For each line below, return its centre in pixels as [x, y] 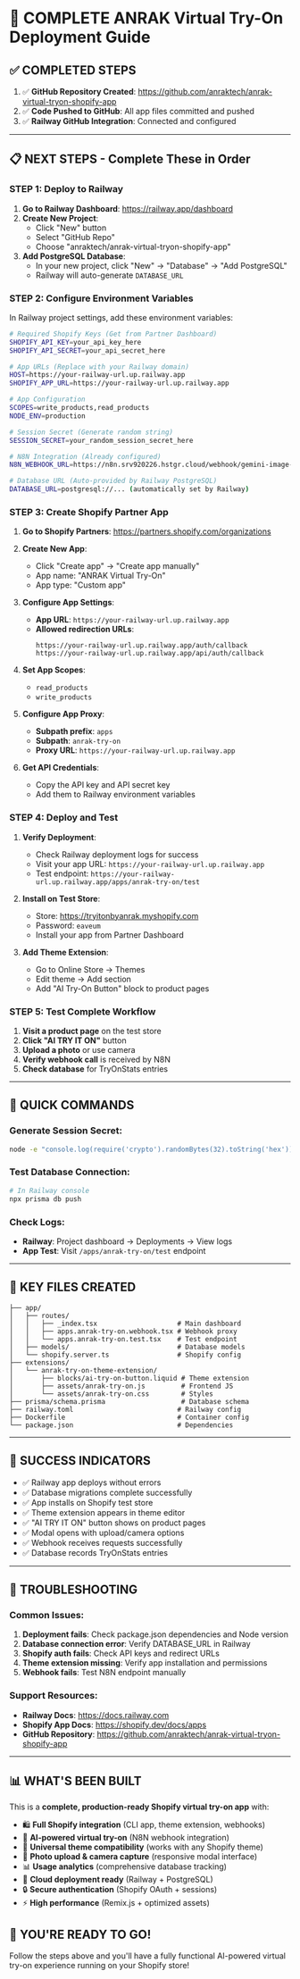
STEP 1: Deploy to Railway [66, 189]
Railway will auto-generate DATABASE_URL [109, 275]
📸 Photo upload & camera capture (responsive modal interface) [140, 1857]
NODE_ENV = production [48, 416]
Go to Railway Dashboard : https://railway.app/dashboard [128, 208]
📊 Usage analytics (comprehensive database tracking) [125, 1866]
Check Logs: [37, 1222]
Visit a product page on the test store [92, 1031]
